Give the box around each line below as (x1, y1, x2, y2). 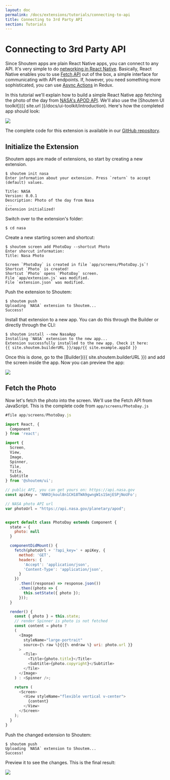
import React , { (5, 422, 40, 427)
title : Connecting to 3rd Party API (5, 17, 83, 22)
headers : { (18, 557, 42, 563)
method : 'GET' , (18, 552, 51, 558)
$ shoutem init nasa (5, 171, 49, 176)
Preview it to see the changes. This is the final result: (5, 759, 116, 765)
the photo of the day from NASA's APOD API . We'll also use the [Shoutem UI (5, 97, 164, 103)
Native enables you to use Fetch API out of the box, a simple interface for (5, 71, 158, 77)
